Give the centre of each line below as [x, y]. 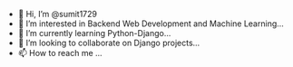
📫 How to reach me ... [60, 53]
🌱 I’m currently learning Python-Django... [94, 33]
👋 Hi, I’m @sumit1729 [58, 14]
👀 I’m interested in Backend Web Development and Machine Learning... [151, 24]
